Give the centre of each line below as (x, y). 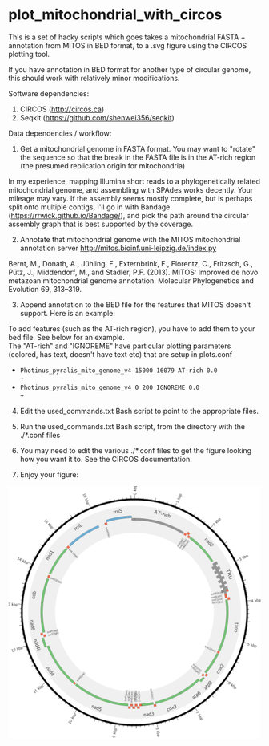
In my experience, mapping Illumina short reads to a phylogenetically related (134, 181)
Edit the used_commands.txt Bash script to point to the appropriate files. (139, 411)
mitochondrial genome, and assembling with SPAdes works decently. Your (131, 189)
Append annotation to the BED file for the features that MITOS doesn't (135, 304)
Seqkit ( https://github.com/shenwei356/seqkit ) (97, 117)
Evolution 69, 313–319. (45, 289)
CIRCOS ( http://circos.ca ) (62, 109)
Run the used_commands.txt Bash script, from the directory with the (132, 426)
